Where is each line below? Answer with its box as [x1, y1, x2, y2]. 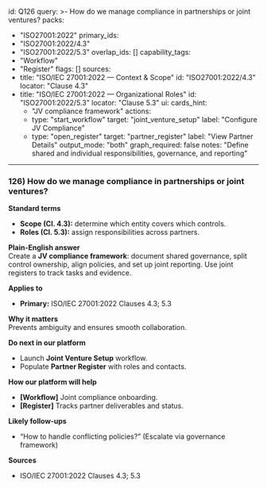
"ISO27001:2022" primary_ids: [19, 31, 119, 40]
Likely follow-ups [8, 417, 68, 426]
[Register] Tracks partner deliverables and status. [19, 401, 184, 411]
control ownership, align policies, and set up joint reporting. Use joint [8, 259, 234, 269]
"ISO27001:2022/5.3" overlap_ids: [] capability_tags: [19, 48, 191, 56]
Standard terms [8, 204, 61, 213]
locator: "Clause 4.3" [19, 81, 89, 90]
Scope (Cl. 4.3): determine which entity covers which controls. [19, 219, 226, 229]
